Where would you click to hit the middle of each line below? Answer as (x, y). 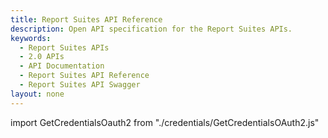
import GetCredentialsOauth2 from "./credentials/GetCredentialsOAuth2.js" (165, 122)
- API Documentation (62, 66)
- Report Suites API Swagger (80, 85)
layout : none (37, 94)
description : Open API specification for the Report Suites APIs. (151, 29)
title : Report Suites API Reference (86, 19)
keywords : (31, 38)
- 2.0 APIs (42, 57)
